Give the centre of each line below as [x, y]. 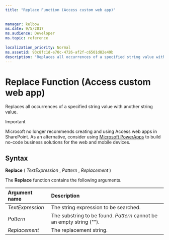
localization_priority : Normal [38, 47]
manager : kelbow [22, 24]
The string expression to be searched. [96, 208]
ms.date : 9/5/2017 [24, 29]
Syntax [17, 158]
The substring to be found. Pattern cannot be [104, 216]
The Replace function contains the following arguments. [63, 180]
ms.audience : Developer [30, 33]
